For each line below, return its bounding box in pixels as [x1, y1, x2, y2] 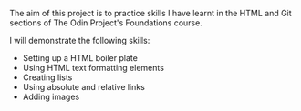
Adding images [22, 91, 80, 102]
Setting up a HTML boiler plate [22, 53, 139, 63]
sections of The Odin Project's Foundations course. [9, 17, 202, 28]
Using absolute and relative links [22, 82, 146, 92]
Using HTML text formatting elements [22, 63, 164, 73]
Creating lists [22, 72, 73, 83]
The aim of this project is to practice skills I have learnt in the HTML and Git [9, 8, 292, 18]
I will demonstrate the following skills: [9, 35, 150, 45]
